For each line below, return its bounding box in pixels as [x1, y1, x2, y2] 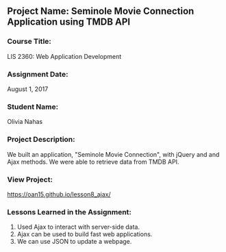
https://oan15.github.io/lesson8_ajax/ [7, 190, 111, 198]
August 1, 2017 [7, 85, 49, 93]
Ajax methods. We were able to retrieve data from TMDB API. [7, 157, 179, 166]
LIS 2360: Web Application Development [7, 52, 122, 60]
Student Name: [7, 102, 59, 112]
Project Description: [7, 135, 75, 144]
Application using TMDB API [7, 16, 131, 28]
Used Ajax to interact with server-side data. [16, 223, 140, 231]
